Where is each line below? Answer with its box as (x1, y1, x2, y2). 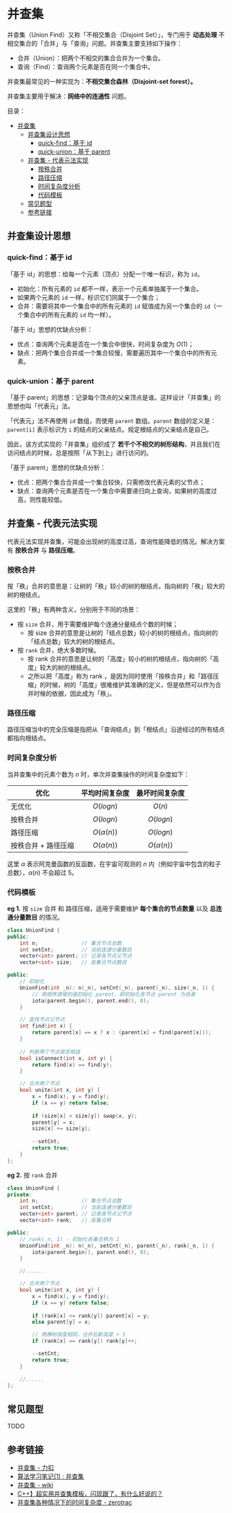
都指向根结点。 (7, 734, 50, 742)
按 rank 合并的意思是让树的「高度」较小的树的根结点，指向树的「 (27, 655, 213, 663)
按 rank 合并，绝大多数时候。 (17, 646, 100, 654)
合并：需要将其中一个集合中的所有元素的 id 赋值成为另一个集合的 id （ (17, 302, 217, 310)
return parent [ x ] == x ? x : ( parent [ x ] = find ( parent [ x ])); (32, 1029, 212, 1036)
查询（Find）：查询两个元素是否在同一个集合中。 (17, 62, 154, 71)
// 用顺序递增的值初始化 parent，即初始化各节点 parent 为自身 (32, 991, 195, 998)
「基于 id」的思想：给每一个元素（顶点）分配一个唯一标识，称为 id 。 (7, 269, 204, 278)
